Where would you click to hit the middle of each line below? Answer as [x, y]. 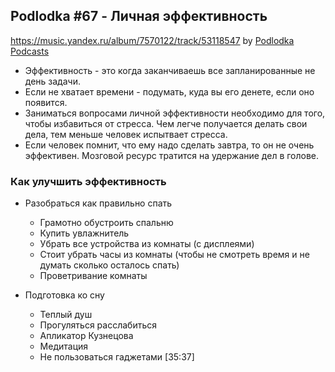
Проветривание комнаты [93, 276]
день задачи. [52, 81]
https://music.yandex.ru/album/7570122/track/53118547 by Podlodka [152, 40]
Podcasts [30, 51]
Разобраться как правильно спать [98, 203]
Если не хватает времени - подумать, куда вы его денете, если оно [169, 91]
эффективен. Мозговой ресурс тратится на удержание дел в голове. [172, 155]
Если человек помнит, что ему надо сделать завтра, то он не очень [169, 145]
